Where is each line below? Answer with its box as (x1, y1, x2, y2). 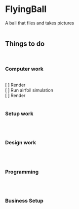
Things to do (5, 40, 45, 48)
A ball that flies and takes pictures (5, 20, 74, 26)
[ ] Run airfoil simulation (5, 87, 53, 93)
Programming (5, 168, 39, 175)
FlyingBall (5, 3, 47, 15)
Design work (5, 139, 36, 146)
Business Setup (5, 197, 43, 204)
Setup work (5, 110, 34, 117)
